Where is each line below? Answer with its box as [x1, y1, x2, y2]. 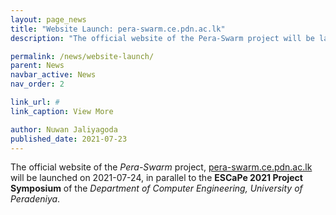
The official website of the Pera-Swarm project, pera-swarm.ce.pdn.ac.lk [10, 161, 313, 173]
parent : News [10, 61, 65, 71]
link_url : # [10, 97, 60, 107]
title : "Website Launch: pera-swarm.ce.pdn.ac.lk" [10, 24, 226, 34]
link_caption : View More [10, 106, 114, 116]
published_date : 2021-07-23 [10, 134, 128, 144]
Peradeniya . [10, 193, 61, 205]
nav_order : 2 [10, 79, 65, 90]
